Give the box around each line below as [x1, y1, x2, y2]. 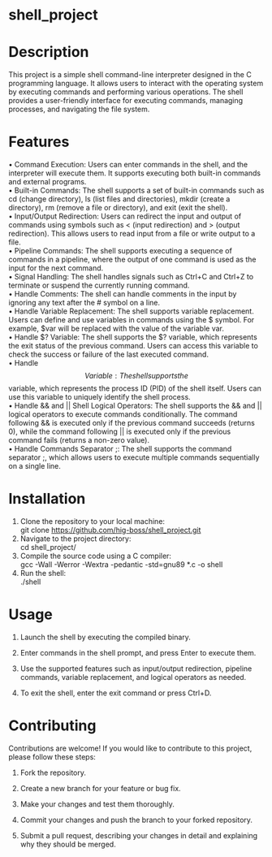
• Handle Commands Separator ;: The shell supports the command [8, 444, 232, 454]
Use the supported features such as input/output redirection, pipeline [19, 664, 253, 673]
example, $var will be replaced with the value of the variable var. [8, 323, 225, 334]
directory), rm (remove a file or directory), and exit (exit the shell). [8, 203, 228, 213]
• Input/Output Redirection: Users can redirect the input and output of [8, 211, 242, 221]
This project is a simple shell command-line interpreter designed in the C [8, 70, 252, 80]
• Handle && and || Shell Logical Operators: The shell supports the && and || [8, 400, 262, 411]
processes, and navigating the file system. [8, 104, 150, 115]
